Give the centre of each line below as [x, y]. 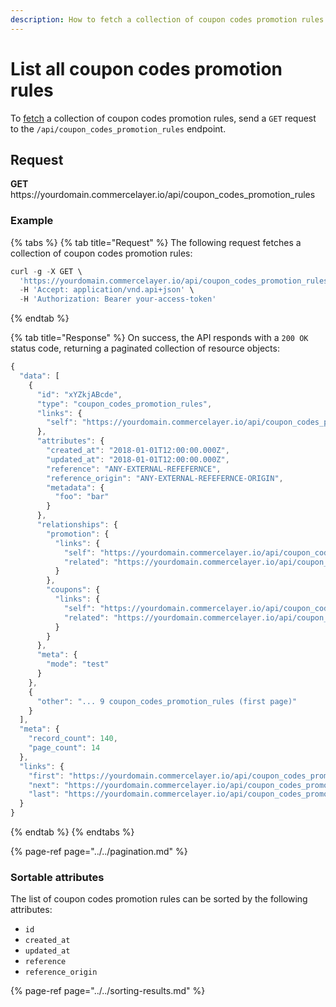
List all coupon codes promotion [146, 68]
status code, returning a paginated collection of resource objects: [145, 348]
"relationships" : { [77, 525]
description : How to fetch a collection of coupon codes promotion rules [167, 19]
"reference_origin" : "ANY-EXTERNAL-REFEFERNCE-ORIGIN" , [165, 478]
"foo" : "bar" [82, 497]
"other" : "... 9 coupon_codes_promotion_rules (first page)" [167, 701]
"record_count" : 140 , [73, 739]
